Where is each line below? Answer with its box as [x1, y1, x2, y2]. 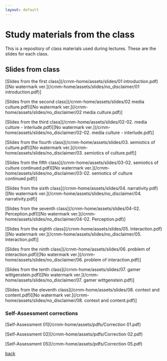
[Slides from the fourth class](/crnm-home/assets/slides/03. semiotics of [5, 139, 156, 145]
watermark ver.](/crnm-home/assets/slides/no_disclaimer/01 [15, 83, 140, 90]
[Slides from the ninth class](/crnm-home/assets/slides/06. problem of [5, 246, 151, 252]
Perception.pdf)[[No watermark [5, 211, 70, 217]
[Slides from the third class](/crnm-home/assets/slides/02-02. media [5, 119, 147, 125]
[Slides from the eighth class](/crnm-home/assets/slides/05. [5, 226, 130, 232]
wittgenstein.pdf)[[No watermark [5, 272, 73, 278]
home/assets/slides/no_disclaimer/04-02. [5, 216, 91, 222]
